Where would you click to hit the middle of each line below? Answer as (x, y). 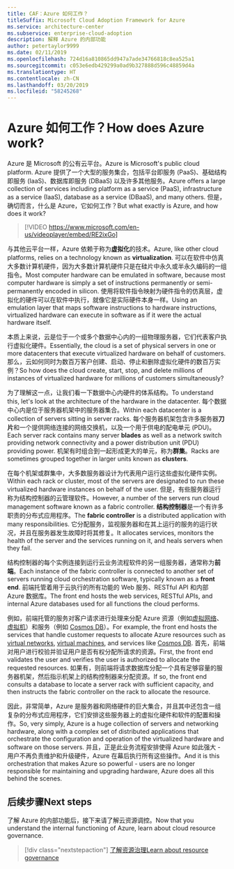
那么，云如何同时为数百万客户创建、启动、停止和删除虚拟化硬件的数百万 (111, 362)
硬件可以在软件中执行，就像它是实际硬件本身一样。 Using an (111, 300)
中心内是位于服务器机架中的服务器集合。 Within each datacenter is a (104, 410)
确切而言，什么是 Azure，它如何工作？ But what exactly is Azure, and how (113, 206)
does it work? (27, 214)
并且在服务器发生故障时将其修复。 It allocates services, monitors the (117, 533)
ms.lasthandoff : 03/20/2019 (48, 85)
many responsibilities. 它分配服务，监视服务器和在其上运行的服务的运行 (109, 524)
